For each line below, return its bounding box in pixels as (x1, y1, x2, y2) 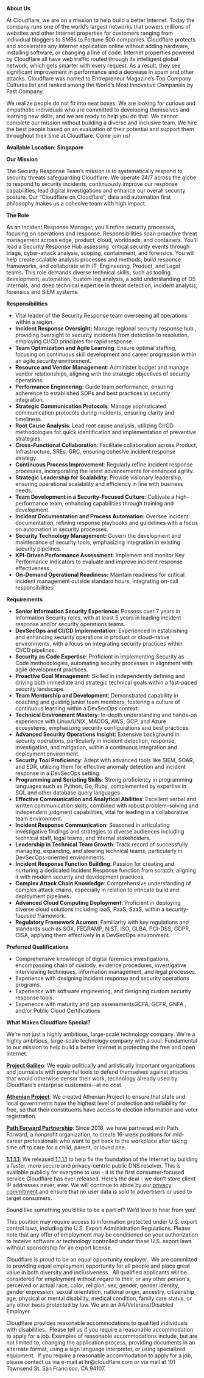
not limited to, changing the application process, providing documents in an (6, 1339, 196, 1346)
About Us (6, 5, 31, 12)
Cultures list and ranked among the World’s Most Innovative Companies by (6, 81, 194, 88)
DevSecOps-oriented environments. (15, 854, 106, 861)
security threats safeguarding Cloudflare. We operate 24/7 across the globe (6, 174, 197, 181)
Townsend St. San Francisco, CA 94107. (6, 1365, 106, 1372)
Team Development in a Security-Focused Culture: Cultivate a (15, 493, 175, 501)
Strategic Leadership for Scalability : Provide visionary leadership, (15, 474, 183, 481)
